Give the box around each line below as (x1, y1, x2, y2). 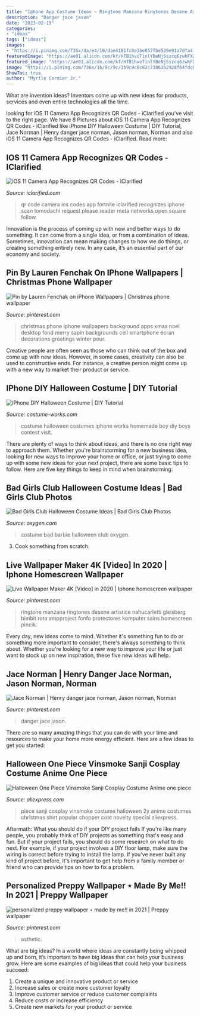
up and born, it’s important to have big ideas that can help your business (6, 953, 183, 960)
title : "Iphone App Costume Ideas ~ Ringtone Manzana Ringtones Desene (6, 8, 187, 15)
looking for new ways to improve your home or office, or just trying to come (6, 452, 192, 460)
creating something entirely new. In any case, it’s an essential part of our (6, 244, 184, 251)
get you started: (6, 742, 46, 749)
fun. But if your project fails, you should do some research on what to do (6, 838, 184, 845)
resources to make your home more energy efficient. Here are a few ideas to (6, 736, 194, 742)
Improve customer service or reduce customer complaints (14, 990, 158, 997)
